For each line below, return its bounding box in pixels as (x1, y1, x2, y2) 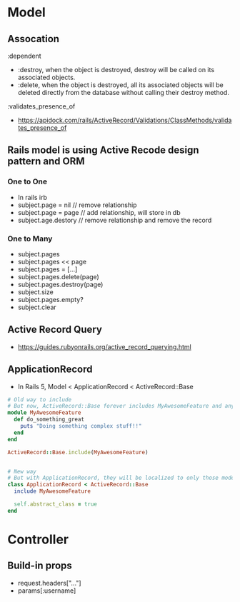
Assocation (7, 33, 59, 45)
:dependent (7, 51, 41, 60)
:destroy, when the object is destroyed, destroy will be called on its (17, 66, 215, 74)
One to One (7, 176, 48, 186)
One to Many (7, 234, 53, 244)
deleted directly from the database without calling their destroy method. (17, 89, 230, 96)
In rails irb (17, 193, 48, 201)
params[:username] (17, 586, 76, 595)
